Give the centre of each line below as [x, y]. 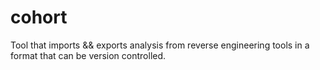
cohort [39, 17]
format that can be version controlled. [88, 55]
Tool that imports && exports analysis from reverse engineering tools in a [160, 45]
